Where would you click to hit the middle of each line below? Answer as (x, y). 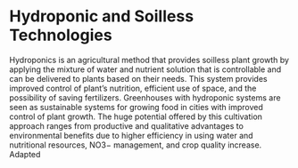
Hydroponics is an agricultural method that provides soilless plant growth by (149, 60)
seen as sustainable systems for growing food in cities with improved (136, 107)
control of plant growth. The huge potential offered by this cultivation (136, 116)
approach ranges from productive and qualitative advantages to (126, 125)
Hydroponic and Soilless (102, 16)
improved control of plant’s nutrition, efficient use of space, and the (133, 88)
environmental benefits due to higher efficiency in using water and (131, 135)
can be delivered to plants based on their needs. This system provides (138, 78)
